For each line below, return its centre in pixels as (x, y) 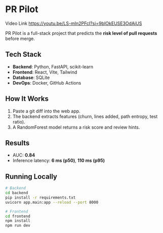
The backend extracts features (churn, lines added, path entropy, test (85, 116)
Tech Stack (23, 54)
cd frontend (18, 216)
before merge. (20, 38)
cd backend (17, 193)
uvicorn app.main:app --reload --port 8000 (52, 202)
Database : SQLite (31, 77)
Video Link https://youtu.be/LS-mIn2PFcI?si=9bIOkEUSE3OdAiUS (74, 23)
